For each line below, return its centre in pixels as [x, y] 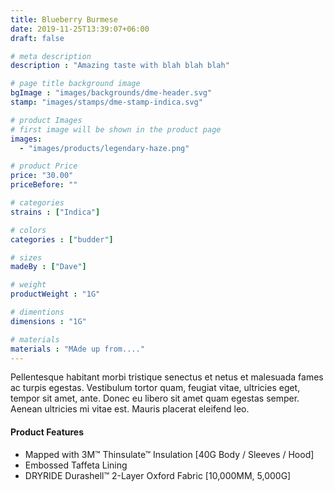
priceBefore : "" [44, 185]
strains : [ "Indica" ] [55, 212]
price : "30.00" [42, 176]
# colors [28, 230]
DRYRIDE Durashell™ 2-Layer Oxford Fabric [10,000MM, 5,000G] [158, 475]
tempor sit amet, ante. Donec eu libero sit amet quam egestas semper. [155, 398]
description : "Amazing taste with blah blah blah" [120, 66]
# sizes [26, 257]
